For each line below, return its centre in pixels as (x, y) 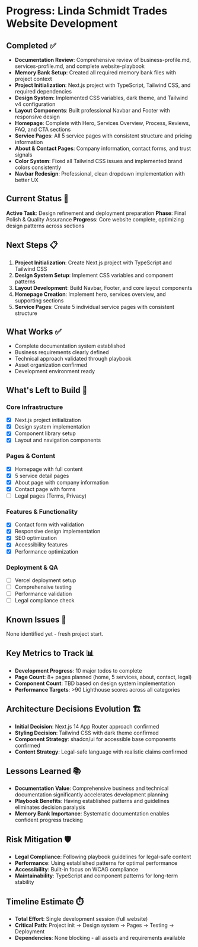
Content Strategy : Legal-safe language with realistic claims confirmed (101, 752)
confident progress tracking (49, 820)
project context (33, 79)
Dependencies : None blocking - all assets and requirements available (100, 938)
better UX (26, 180)
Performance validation (43, 594)
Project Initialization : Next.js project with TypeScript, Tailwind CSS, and (103, 85)
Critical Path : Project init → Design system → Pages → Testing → (94, 925)
